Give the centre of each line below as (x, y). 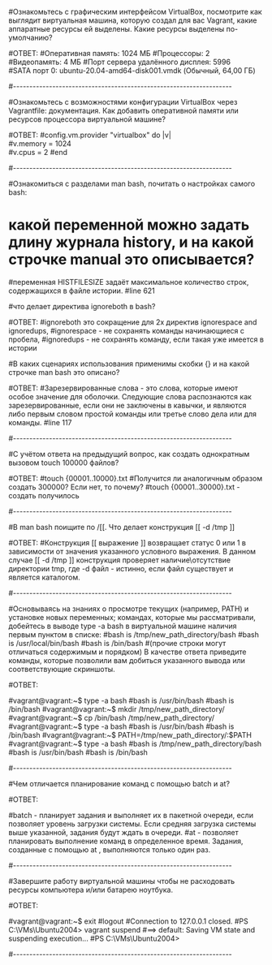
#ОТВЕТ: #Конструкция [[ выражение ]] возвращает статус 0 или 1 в (127, 542)
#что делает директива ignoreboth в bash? (82, 306)
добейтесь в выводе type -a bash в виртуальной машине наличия (123, 626)
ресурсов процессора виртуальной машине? (87, 119)
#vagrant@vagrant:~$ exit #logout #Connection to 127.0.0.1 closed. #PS (129, 921)
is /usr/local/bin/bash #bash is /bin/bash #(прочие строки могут (117, 643)
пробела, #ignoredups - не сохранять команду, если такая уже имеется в (136, 339)
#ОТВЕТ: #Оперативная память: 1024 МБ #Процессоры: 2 (109, 53)
